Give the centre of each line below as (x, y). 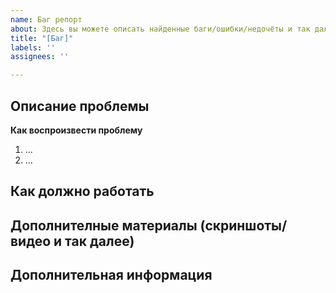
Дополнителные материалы (104, 225)
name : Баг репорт (46, 19)
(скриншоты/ (243, 225)
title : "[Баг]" (42, 38)
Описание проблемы (80, 106)
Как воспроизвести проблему (76, 130)
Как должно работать (82, 191)
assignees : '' (40, 57)
